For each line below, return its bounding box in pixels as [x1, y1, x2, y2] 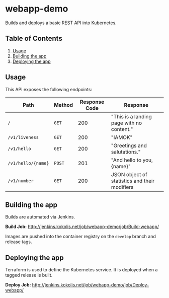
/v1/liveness [8, 134, 39, 140]
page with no [111, 119, 142, 126]
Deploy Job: [5, 282, 31, 288]
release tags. [5, 239, 32, 245]
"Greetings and [111, 142, 147, 149]
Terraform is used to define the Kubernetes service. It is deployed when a [5, 267, 158, 273]
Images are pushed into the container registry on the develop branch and [5, 234, 156, 240]
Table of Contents [5, 34, 63, 43]
